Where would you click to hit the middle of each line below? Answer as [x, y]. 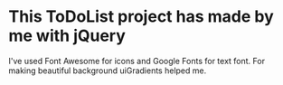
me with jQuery [67, 36]
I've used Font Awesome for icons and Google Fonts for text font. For [137, 61]
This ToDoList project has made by [141, 17]
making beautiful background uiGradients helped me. [108, 71]
